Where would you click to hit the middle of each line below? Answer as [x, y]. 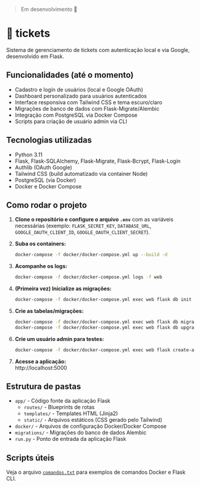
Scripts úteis [30, 458]
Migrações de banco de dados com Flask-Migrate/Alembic [87, 108]
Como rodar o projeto [47, 205]
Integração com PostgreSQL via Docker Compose [76, 115]
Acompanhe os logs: [41, 266]
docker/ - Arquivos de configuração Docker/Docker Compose [91, 426]
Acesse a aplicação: [41, 361]
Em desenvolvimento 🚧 [49, 9]
